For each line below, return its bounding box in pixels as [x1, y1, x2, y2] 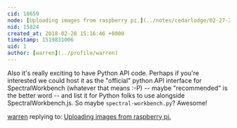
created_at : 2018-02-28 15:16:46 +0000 [7, 30, 125, 37]
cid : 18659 [7, 10, 39, 18]
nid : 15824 [7, 23, 39, 30]
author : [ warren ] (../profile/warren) [7, 50, 119, 57]
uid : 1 [7, 43, 27, 50]
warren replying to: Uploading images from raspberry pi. [7, 112, 171, 120]
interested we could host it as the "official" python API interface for [7, 76, 202, 84]
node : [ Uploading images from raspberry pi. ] [7, 17, 143, 24]
